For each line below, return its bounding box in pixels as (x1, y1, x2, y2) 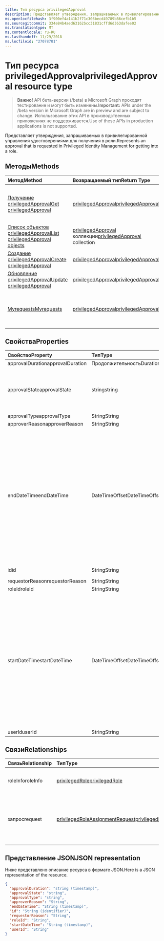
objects (7, 242, 25, 248)
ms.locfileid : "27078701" (5, 39, 58, 44)
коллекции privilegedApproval (72, 233, 142, 240)
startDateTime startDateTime (7, 657, 72, 664)
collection (72, 239, 95, 246)
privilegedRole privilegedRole (56, 777, 123, 784)
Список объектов (7, 224, 49, 230)
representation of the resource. (5, 872, 68, 878)
